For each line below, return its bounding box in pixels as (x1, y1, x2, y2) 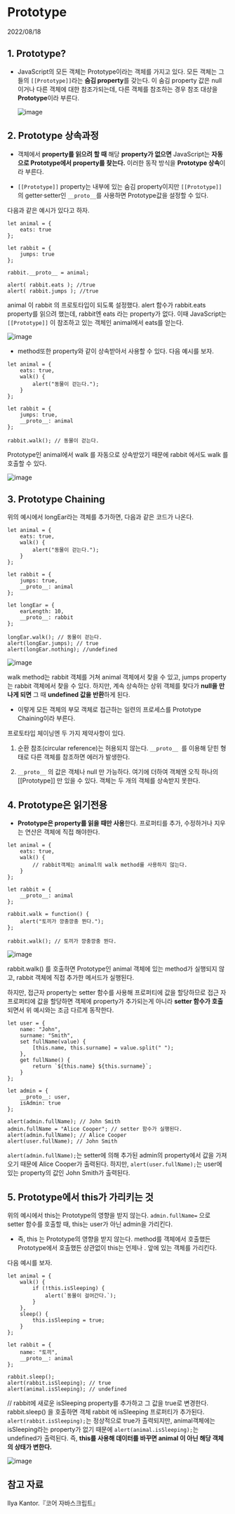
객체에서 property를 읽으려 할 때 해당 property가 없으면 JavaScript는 (17, 150, 210, 158)
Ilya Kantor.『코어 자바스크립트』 (7, 1499, 100, 1507)
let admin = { (7, 1087, 49, 1095)
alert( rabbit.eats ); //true (7, 281, 96, 288)
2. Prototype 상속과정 (7, 130, 100, 142)
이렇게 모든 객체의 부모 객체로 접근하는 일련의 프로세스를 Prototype (17, 705, 201, 714)
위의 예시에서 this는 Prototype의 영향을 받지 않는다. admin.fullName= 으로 (7, 1211, 211, 1219)
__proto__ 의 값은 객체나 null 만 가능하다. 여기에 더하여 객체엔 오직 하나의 (17, 768, 219, 776)
